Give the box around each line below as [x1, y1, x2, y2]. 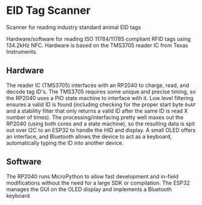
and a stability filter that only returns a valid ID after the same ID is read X [6, 107, 188, 115]
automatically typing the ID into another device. [6, 139, 124, 147]
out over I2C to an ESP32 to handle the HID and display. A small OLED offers [6, 126, 196, 133]
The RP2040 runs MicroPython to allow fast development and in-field [6, 172, 179, 180]
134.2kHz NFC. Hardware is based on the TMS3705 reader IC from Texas [6, 42, 189, 49]
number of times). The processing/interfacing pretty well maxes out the [6, 113, 184, 121]
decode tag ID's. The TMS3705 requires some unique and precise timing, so [6, 88, 196, 95]
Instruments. [6, 48, 38, 55]
